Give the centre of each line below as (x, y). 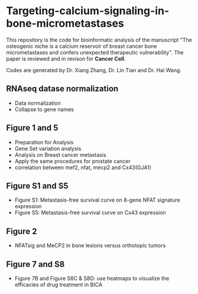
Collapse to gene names (44, 109)
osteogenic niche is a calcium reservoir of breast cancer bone (82, 46)
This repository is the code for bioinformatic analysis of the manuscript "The (99, 40)
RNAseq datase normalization (62, 89)
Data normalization (38, 103)
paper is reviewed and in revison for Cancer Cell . (66, 59)
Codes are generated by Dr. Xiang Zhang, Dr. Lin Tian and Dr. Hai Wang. (94, 70)
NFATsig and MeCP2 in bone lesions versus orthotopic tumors (90, 245)
